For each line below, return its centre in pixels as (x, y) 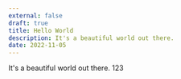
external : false (35, 16)
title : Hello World (41, 30)
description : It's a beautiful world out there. (91, 38)
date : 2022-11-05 (37, 45)
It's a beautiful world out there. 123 (66, 68)
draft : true (28, 23)
